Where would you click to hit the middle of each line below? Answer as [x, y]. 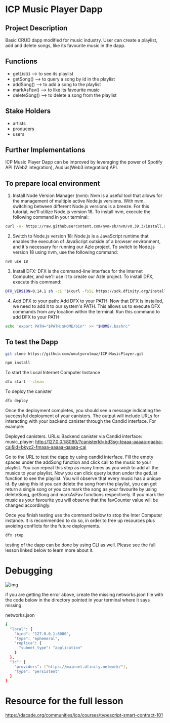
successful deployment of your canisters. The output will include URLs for [82, 416]
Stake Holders [28, 111]
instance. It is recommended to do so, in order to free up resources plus [80, 520]
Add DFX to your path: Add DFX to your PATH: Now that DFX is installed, [88, 301]
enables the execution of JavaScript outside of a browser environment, [87, 242]
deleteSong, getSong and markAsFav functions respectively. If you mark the [85, 495]
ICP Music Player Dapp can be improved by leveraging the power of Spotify [84, 162]
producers [23, 129]
